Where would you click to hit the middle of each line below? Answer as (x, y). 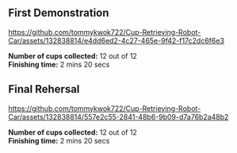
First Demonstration (59, 13)
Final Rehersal (44, 89)
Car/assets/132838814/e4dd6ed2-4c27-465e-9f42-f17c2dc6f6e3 (116, 40)
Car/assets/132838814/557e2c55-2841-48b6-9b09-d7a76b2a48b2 (118, 117)
